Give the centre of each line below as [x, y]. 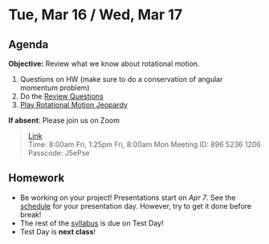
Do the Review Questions [62, 96]
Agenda [29, 45]
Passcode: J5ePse [59, 153]
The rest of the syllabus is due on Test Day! [92, 223]
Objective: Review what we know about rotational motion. [104, 63]
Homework [37, 178]
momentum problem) [55, 87]
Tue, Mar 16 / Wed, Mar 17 [96, 15]
